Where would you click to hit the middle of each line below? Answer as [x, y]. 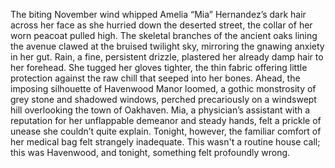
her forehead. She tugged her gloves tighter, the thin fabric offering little [159, 67]
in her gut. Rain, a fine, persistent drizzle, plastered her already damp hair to [167, 57]
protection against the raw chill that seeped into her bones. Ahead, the [155, 78]
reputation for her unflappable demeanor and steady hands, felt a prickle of [166, 120]
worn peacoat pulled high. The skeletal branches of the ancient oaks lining [164, 35]
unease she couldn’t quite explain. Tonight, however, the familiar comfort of [166, 131]
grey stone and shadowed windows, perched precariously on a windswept [163, 99]
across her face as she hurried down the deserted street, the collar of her [161, 25]
